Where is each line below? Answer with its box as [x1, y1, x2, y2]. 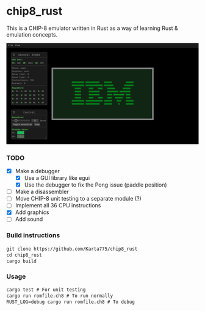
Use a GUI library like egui [24, 174, 90, 182]
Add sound [15, 215, 43, 223]
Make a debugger [15, 168, 60, 175]
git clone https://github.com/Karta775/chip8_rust [6, 246, 138, 252]
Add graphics [15, 209, 49, 216]
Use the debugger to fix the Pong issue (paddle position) [24, 181, 167, 188]
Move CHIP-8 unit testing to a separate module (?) [15, 195, 142, 202]
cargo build [6, 258, 37, 264]
